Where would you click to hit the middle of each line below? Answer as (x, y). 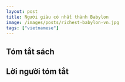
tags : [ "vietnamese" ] (33, 28)
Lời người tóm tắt (38, 72)
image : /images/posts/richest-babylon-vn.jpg (62, 22)
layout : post (22, 11)
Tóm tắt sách (30, 51)
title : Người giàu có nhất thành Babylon (58, 17)
